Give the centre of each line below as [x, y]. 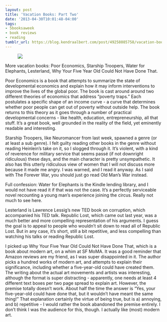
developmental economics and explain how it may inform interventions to [80, 86]
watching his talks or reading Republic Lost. [50, 236]
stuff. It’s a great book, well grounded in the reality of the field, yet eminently [83, 123]
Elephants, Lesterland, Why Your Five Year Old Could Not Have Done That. [82, 71]
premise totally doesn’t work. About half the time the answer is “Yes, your [80, 288]
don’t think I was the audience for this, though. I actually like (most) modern [83, 310]
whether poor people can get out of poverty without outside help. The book [83, 107]
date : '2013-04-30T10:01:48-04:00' [42, 19]
